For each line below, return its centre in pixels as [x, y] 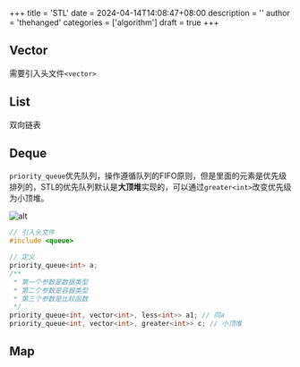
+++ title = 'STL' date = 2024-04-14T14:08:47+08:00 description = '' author [150, 13]
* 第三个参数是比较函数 [51, 299]
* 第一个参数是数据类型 [51, 282]
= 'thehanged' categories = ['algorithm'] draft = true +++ [114, 22]
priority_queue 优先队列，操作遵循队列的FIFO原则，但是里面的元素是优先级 [148, 176]
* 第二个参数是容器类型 [51, 290]
